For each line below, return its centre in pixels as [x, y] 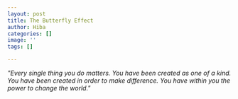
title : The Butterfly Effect [50, 21]
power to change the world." [49, 88]
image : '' [22, 40]
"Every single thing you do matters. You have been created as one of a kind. [119, 73]
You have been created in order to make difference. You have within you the [119, 81]
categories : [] [30, 34]
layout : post [27, 14]
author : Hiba [27, 27]
